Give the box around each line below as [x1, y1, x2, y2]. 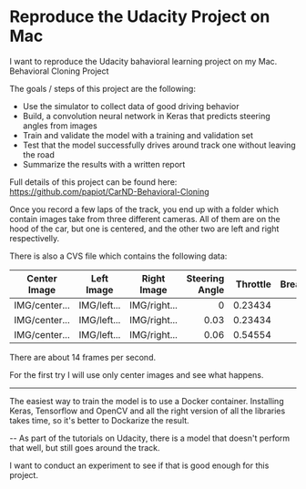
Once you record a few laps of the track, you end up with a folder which [9, 203, 280, 215]
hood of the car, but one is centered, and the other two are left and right [9, 223, 280, 234]
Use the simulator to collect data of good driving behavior [22, 100, 240, 111]
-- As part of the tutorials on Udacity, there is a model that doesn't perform [9, 433, 291, 443]
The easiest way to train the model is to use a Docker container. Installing [9, 395, 284, 406]
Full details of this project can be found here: [9, 176, 178, 188]
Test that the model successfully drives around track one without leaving [22, 139, 296, 150]
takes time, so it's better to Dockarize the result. [9, 414, 189, 425]
